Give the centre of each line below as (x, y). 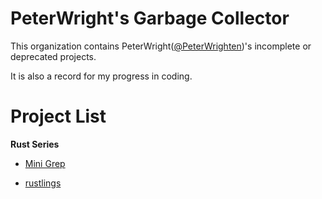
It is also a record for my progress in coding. (101, 76)
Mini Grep (45, 163)
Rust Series (35, 144)
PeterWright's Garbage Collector (150, 18)
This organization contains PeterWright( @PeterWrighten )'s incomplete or (161, 46)
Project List (58, 116)
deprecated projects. (53, 56)
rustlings (43, 183)
